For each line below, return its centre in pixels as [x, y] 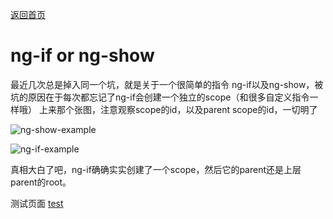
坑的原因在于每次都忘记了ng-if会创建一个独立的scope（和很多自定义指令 [160, 97]
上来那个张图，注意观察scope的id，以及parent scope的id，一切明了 [178, 109]
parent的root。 [41, 182]
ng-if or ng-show [82, 55]
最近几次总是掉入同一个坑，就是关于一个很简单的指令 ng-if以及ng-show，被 [167, 84]
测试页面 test [37, 203]
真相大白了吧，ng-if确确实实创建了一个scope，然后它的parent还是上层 [156, 169]
